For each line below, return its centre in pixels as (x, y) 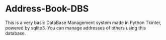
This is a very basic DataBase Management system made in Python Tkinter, (84, 22)
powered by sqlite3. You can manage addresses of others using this (76, 27)
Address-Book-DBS (47, 9)
